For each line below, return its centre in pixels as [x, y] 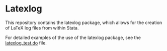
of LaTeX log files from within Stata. [42, 27]
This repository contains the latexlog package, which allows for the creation [84, 22]
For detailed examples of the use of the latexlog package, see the [73, 37]
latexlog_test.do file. [26, 42]
